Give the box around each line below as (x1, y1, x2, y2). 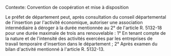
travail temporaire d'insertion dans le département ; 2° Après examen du (5, 41, 158, 47)
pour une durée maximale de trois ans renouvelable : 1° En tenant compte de (5, 30, 166, 36)
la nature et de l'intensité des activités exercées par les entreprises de (5, 35, 153, 41)
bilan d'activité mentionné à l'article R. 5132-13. (5, 46, 105, 52)
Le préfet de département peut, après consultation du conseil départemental (5, 14, 166, 20)
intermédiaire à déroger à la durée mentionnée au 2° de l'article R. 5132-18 (5, 25, 162, 31)
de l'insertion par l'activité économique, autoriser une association (5, 20, 143, 25)
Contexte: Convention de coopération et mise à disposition (5, 5, 129, 10)
